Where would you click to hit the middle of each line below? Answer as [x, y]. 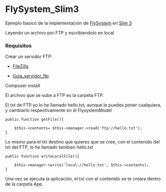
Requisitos [18, 45]
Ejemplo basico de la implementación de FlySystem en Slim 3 [68, 23]
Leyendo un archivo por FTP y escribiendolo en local [60, 32]
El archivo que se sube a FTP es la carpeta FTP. [55, 95]
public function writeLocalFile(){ [42, 156]
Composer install [23, 85]
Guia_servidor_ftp [31, 76]
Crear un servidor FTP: [29, 56]
